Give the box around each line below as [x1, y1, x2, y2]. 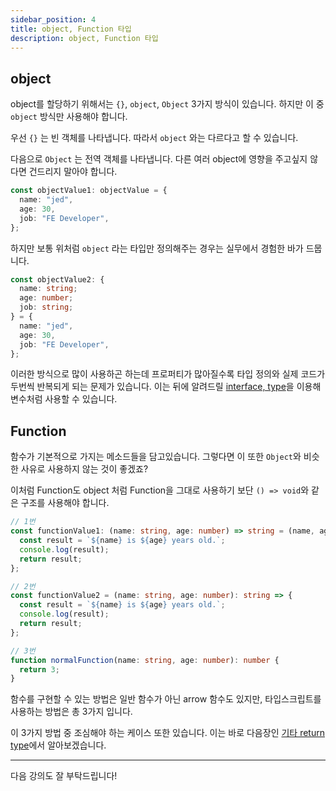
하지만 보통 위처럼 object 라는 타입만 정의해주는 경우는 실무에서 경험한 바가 [10, 242, 304, 254]
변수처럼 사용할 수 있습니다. [10, 393, 118, 405]
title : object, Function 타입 [10, 24, 132, 34]
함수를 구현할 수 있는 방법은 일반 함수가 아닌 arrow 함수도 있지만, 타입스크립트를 [10, 693, 322, 705]
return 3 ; [19, 664, 60, 675]
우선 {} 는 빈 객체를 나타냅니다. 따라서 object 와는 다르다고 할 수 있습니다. [10, 132, 299, 144]
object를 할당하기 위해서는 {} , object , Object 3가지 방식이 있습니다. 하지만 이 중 [10, 98, 325, 110]
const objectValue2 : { [10, 274, 105, 285]
